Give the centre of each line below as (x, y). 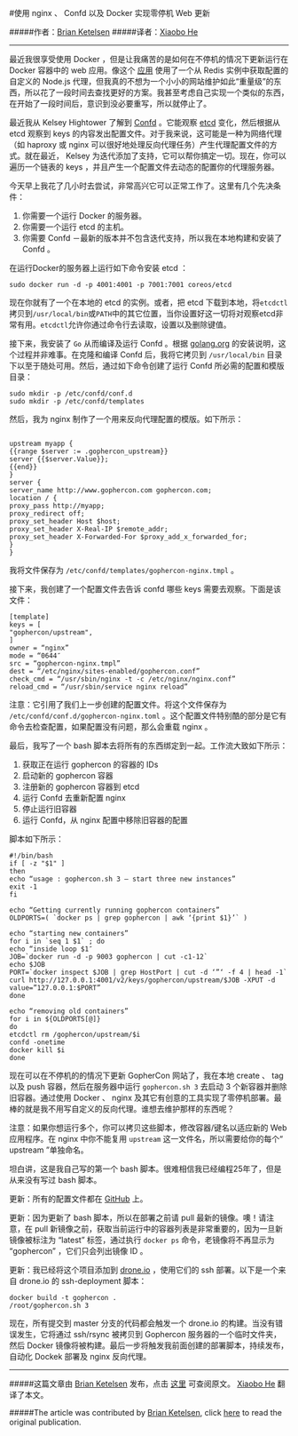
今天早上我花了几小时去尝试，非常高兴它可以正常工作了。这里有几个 (133, 186)
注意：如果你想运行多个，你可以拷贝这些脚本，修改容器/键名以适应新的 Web (148, 1128)
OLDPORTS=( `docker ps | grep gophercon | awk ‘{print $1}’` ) (129, 918)
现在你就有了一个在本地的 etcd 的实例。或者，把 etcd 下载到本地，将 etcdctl (149, 302)
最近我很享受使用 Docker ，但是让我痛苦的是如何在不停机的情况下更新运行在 (149, 59)
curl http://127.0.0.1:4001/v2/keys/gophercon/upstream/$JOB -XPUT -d (142, 980)
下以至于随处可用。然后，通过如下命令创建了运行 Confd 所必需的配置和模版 (147, 366)
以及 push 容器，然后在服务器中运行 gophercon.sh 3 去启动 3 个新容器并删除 (149, 1086)
